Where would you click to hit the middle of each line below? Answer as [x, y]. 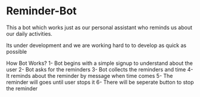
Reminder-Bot [42, 11]
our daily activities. [29, 33]
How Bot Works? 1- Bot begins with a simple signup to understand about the [100, 63]
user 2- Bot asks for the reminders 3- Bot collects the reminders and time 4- [100, 69]
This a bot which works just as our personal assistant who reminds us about [99, 27]
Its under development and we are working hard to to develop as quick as [96, 45]
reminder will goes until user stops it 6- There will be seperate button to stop [100, 82]
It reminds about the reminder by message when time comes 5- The [90, 76]
